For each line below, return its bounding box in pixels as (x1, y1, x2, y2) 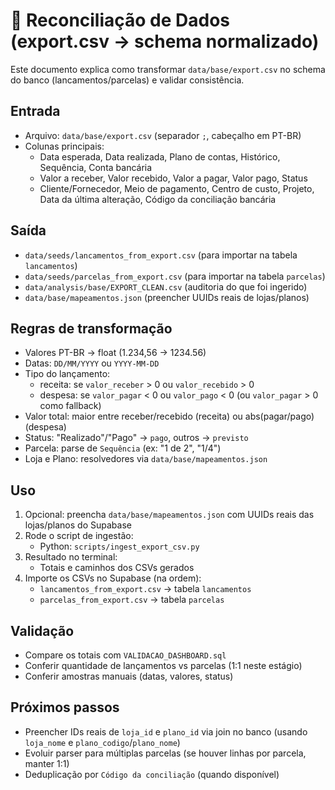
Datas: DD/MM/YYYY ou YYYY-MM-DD (24, 357, 160, 369)
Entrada (10, 103, 61, 120)
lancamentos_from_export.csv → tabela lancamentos (39, 583, 252, 595)
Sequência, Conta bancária (39, 161, 153, 173)
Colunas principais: (24, 140, 105, 152)
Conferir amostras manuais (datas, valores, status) (24, 670, 234, 682)
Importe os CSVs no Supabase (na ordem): (24, 572, 202, 584)
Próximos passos (10, 699, 120, 716)
